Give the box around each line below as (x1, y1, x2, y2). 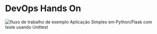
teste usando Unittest (5, 24, 48, 30)
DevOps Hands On (5, 3, 82, 14)
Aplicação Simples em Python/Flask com (70, 19, 153, 25)
